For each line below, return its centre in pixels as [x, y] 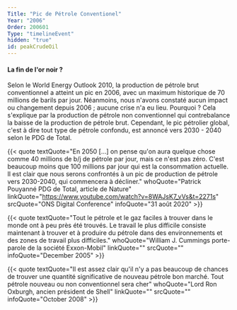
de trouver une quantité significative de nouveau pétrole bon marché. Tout [116, 277]
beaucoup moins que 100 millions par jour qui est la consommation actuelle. [118, 166]
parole [17, 248]
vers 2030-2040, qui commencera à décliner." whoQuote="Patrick [104, 182]
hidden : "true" [30, 40]
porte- [221, 241]
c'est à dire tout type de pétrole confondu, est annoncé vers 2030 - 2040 [114, 130]
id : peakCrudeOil [33, 47]
